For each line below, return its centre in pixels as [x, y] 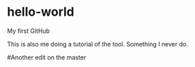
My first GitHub [28, 31]
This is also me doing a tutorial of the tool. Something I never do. [98, 44]
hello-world [41, 12]
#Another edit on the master [47, 57]
